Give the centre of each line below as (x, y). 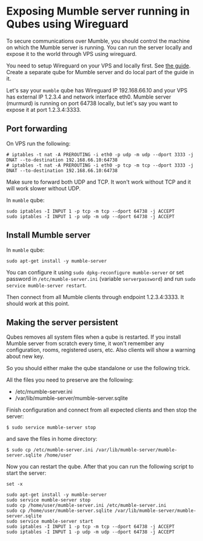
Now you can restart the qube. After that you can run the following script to (100, 467)
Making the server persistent (62, 322)
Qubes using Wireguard (68, 24)
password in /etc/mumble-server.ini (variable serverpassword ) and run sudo (101, 278)
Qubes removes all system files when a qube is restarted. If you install (94, 337)
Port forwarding (37, 129)
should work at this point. (38, 303)
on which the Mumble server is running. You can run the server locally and (99, 47)
